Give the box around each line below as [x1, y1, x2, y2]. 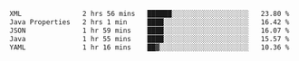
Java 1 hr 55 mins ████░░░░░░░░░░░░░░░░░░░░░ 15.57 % [9, 34, 290, 43]
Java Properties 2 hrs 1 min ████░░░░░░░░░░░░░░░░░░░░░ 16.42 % [9, 17, 290, 27]
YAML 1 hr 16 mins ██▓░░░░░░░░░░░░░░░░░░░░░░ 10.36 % [9, 42, 290, 52]
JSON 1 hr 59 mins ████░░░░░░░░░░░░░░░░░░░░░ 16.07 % [9, 26, 290, 35]
